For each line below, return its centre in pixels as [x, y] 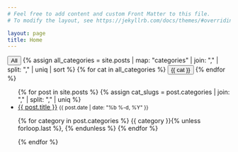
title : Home [25, 40]
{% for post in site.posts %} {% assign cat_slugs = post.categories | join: [124, 92]
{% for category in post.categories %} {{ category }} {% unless [109, 121]
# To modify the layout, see [50, 21]
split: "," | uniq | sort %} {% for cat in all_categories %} [87, 70]
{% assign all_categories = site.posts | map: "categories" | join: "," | [120, 60]
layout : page [27, 33]
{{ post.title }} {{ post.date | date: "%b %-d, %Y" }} [83, 107]
